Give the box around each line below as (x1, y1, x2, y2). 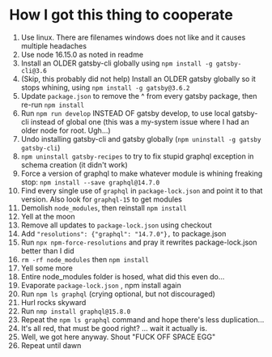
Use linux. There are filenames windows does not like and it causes (20, 32, 246, 42)
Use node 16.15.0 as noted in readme (20, 49, 144, 59)
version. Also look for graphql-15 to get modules (20, 194, 183, 204)
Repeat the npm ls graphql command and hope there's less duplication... (20, 314, 265, 325)
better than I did (20, 245, 75, 256)
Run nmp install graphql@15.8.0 (20, 306, 131, 316)
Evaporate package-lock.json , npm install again (20, 280, 181, 290)
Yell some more (20, 263, 74, 273)
